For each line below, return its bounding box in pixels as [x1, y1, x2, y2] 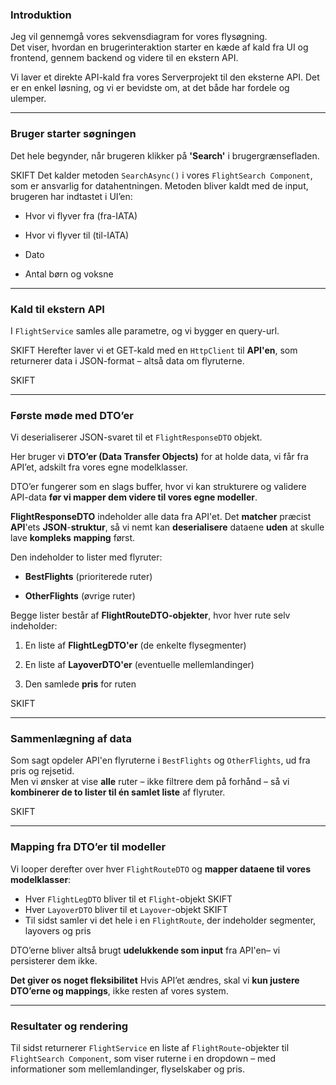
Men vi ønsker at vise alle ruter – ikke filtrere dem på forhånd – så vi [10, 776, 290, 788]
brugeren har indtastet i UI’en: [10, 190, 133, 202]
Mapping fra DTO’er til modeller [10, 840, 167, 854]
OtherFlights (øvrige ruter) [24, 590, 136, 602]
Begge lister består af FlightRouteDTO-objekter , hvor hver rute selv [10, 609, 291, 622]
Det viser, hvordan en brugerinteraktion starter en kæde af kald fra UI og [10, 41, 309, 53]
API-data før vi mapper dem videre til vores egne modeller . [10, 491, 258, 503]
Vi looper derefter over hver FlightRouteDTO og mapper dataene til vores [10, 863, 311, 875]
